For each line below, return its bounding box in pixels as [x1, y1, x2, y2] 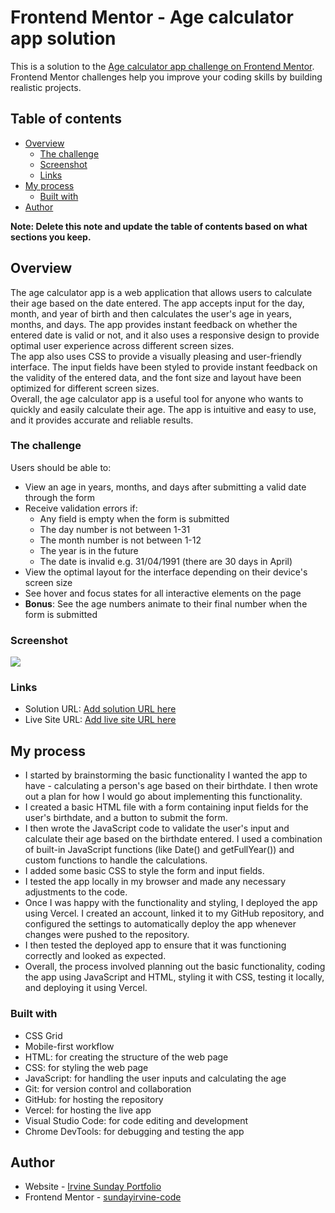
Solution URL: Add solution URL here [24, 703, 177, 715]
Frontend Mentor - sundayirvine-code [24, 1191, 182, 1203]
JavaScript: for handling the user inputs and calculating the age [24, 1072, 287, 1084]
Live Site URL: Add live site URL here [24, 714, 177, 726]
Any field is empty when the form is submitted [39, 512, 230, 525]
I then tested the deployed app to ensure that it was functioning [24, 939, 287, 951]
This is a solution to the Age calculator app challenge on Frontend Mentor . [10, 60, 315, 72]
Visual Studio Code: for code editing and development [24, 1114, 248, 1126]
